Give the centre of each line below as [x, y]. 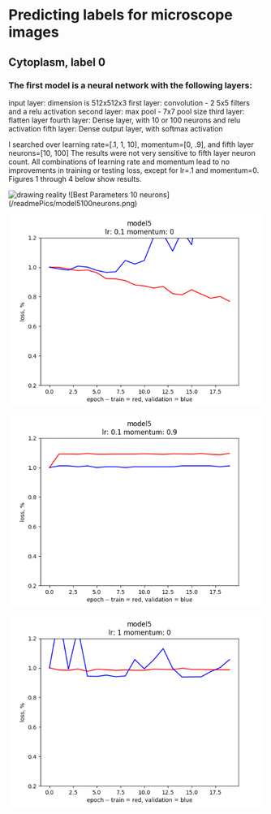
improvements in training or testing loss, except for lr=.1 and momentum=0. [134, 170]
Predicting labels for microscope [120, 15]
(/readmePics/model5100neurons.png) [73, 203]
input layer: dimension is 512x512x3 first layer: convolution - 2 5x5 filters [129, 102]
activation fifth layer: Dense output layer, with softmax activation [116, 128]
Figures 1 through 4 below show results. [75, 179]
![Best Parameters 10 [103, 194]
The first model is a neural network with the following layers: [131, 85]
